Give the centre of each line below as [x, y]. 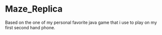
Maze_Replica [34, 9]
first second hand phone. [30, 27]
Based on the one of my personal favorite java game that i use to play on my [81, 22]
